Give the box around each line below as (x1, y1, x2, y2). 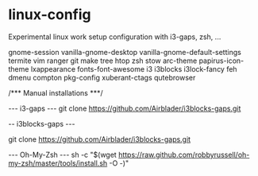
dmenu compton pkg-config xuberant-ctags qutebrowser (8, 72, 196, 82)
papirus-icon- (198, 56, 245, 65)
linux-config (8, 6, 91, 24)
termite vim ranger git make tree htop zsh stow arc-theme (8, 56, 198, 65)
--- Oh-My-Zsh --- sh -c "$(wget (8, 150, 117, 159)
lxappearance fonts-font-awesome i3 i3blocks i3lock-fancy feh (30, 64, 237, 73)
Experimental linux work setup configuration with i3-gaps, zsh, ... (8, 32, 221, 41)
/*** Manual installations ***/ (8, 88, 103, 97)
